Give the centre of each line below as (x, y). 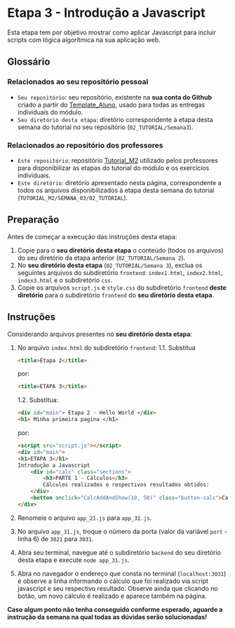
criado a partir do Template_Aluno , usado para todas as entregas (111, 105)
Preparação (33, 220)
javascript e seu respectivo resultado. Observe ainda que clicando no (118, 588)
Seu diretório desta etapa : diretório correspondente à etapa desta (115, 119)
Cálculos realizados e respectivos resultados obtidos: (126, 485)
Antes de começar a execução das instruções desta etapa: (92, 236)
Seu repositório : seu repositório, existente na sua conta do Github (115, 97)
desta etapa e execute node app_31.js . (73, 560)
